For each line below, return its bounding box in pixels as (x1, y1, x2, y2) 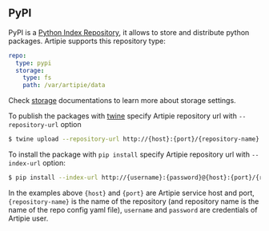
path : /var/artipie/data (22, 82, 106, 90)
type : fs (22, 74, 52, 82)
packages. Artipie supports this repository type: (8, 36, 167, 46)
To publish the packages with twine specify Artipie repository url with (8, 111, 238, 121)
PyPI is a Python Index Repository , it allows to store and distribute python (8, 27, 250, 37)
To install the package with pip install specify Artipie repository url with (8, 149, 251, 159)
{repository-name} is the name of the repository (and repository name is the (8, 196, 259, 206)
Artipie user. (8, 213, 49, 223)
